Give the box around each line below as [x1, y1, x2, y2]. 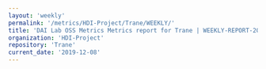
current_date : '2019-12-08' [8, 48, 101, 56]
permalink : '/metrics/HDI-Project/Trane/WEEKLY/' [8, 19, 176, 27]
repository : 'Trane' [8, 41, 77, 49]
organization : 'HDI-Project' [8, 33, 104, 42]
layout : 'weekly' [8, 11, 66, 20]
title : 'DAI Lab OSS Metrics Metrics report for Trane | [8, 26, 200, 34]
